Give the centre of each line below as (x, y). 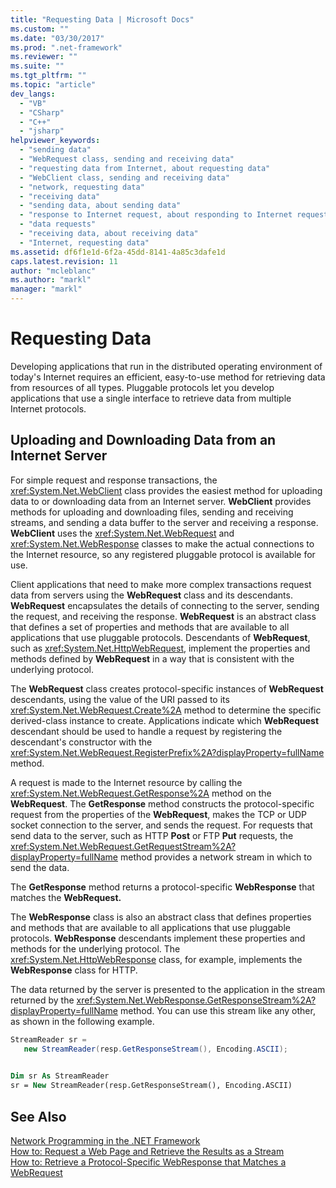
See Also (38, 1116)
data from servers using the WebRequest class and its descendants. (151, 595)
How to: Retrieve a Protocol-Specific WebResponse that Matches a (148, 1162)
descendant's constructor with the (81, 742)
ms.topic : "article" (53, 85)
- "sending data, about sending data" (100, 206)
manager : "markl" (46, 289)
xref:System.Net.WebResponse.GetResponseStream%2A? (196, 1000)
